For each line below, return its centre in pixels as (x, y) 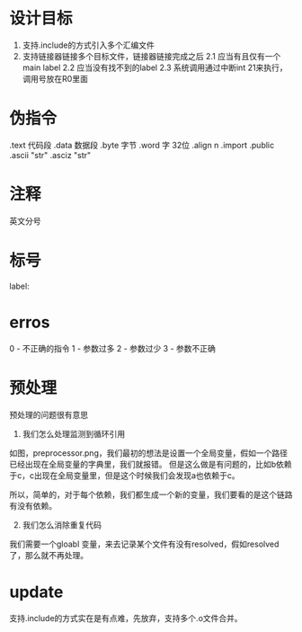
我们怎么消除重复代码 (62, 525)
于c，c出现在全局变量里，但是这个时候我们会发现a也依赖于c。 (124, 475)
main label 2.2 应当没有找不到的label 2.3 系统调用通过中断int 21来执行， (155, 67)
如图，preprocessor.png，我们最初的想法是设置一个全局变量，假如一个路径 (148, 453)
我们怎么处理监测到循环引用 (74, 433)
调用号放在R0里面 (55, 78)
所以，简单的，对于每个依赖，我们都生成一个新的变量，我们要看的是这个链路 (151, 494)
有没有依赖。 (33, 505)
